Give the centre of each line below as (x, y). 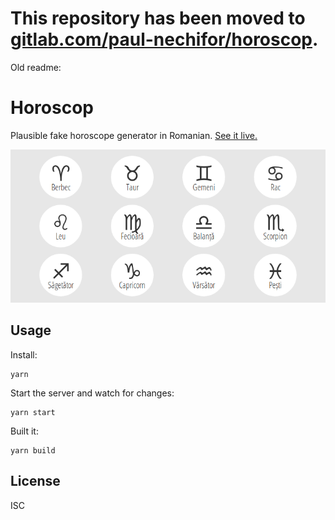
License (35, 481)
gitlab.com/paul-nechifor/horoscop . (164, 39)
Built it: (24, 431)
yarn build (33, 450)
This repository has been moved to (158, 18)
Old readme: (36, 67)
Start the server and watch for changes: (92, 393)
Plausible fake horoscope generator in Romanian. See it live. (134, 135)
